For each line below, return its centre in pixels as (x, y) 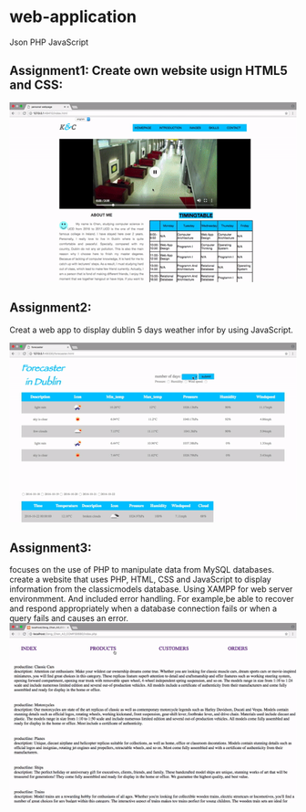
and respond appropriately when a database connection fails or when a (143, 608)
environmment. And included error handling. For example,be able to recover (152, 599)
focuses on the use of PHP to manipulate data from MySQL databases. (142, 570)
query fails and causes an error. (69, 618)
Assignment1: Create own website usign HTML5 (149, 71)
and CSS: (36, 85)
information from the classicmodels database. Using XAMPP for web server (151, 589)
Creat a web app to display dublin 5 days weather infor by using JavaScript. (152, 330)
